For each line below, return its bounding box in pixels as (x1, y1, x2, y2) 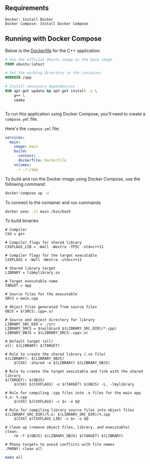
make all (5, 455, 23, 460)
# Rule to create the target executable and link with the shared (5, 369, 143, 374)
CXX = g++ (5, 232, 25, 237)
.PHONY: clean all (5, 446, 43, 451)
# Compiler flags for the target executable (5, 253, 97, 258)
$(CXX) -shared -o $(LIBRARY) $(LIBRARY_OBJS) (14, 360, 110, 365)
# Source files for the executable (5, 292, 78, 297)
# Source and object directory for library (5, 318, 95, 323)
